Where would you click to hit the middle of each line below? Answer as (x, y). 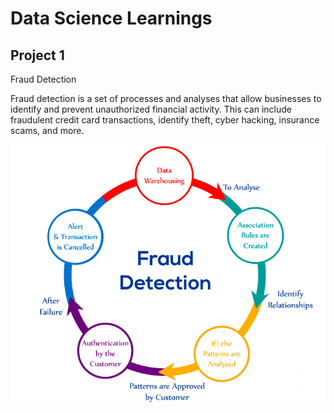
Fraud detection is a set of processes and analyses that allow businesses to (166, 98)
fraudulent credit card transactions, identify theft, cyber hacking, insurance (165, 120)
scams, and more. (47, 130)
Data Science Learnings (111, 18)
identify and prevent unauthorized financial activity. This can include (151, 109)
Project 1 (37, 55)
